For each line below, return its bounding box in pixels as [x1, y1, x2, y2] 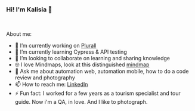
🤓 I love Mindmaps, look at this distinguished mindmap [14, 61, 150, 68]
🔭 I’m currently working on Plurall [14, 42, 97, 50]
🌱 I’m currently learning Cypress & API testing [14, 48, 127, 55]
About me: [6, 30, 32, 38]
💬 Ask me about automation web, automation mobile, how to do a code [14, 68, 189, 75]
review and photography [14, 74, 76, 81]
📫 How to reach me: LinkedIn [14, 81, 88, 88]
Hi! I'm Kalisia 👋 [6, 5, 52, 14]
